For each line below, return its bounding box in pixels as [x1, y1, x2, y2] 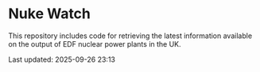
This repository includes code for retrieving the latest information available [8, 31, 253, 40]
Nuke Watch [8, 5, 91, 23]
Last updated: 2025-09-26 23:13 [8, 55, 115, 64]
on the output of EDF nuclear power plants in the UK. [8, 39, 181, 48]
